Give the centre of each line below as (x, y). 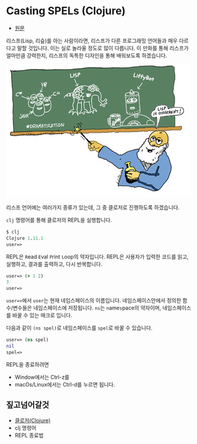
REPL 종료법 (29, 435)
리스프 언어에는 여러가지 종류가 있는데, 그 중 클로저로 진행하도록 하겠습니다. (93, 207)
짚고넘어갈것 (28, 405)
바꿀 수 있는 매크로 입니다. (42, 315)
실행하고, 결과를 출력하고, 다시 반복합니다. (54, 264)
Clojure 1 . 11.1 (25, 238)
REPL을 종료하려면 (28, 364)
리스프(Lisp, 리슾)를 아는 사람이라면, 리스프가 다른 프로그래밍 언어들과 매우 (92, 40)
